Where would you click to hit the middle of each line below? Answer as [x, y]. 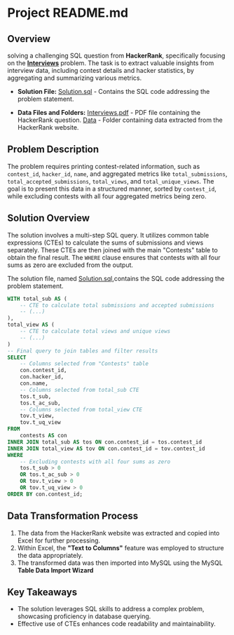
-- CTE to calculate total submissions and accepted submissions [117, 305]
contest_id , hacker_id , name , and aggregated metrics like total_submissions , [117, 174]
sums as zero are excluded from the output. [70, 265]
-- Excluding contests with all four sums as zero [95, 462]
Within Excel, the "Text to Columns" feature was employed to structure [121, 547]
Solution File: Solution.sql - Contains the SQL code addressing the [113, 91]
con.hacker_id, [42, 377]
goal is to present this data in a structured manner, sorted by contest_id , [112, 189]
